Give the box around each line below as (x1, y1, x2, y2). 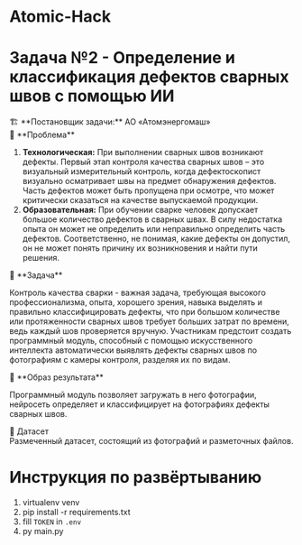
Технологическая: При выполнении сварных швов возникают (22, 147, 264, 158)
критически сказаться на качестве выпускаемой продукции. (22, 195, 259, 206)
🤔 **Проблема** (9, 129, 75, 141)
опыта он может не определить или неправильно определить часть (22, 224, 286, 235)
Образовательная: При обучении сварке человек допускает (22, 205, 259, 216)
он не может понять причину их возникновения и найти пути (22, 243, 259, 254)
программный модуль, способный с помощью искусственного (9, 336, 253, 346)
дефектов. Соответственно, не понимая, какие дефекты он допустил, (22, 233, 291, 245)
